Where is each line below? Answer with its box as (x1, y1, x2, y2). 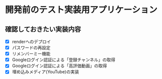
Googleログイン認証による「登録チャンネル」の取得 (12, 57, 116, 63)
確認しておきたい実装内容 (5, 25, 81, 33)
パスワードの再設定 (12, 45, 51, 51)
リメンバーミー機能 (12, 51, 51, 57)
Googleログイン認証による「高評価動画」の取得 (12, 63, 107, 69)
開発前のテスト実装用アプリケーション (5, 4, 158, 15)
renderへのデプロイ (12, 39, 51, 44)
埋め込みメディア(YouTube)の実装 (12, 69, 79, 75)
